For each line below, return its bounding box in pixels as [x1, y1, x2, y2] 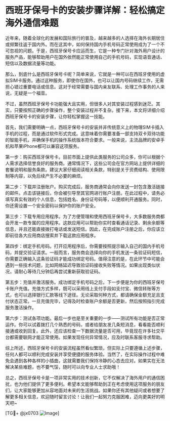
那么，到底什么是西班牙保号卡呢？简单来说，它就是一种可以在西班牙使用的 [5, 71, 160, 77]
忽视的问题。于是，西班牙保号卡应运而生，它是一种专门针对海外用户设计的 [9, 48, 165, 54]
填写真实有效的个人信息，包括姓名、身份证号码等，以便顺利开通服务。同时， [5, 196, 165, 202]
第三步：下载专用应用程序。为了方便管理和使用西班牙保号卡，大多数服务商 [5, 213, 160, 219]
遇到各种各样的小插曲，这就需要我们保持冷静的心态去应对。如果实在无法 [14, 357, 165, 363]
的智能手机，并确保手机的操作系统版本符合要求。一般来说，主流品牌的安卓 [5, 137, 160, 143]
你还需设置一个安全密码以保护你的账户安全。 [5, 202, 99, 208]
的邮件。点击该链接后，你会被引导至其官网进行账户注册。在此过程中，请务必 [5, 190, 165, 196]
